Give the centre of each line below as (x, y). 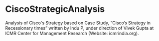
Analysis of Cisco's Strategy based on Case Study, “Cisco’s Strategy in (78, 23)
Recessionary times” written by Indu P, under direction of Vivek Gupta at (79, 28)
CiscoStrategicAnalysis (55, 9)
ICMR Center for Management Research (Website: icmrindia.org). (72, 33)
